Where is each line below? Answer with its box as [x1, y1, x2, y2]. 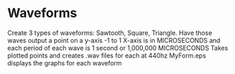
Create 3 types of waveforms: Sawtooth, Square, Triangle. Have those [7, 28, 213, 37]
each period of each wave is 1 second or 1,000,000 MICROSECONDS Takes [7, 43, 229, 52]
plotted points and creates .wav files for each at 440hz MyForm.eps [7, 51, 207, 60]
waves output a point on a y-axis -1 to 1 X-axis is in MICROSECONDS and [7, 36, 221, 44]
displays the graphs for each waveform [7, 58, 122, 67]
